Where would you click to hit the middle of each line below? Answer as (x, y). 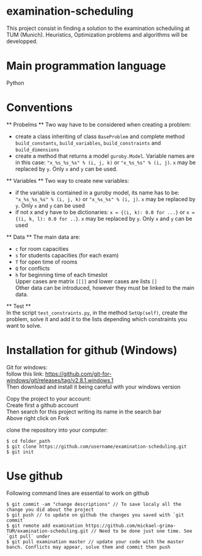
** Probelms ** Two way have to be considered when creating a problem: (99, 124)
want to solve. (24, 325)
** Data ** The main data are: (43, 237)
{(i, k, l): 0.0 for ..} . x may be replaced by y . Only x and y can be (103, 218)
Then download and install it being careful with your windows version (94, 387)
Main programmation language (86, 66)
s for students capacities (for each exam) (67, 255)
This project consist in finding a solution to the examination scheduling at (98, 28)
